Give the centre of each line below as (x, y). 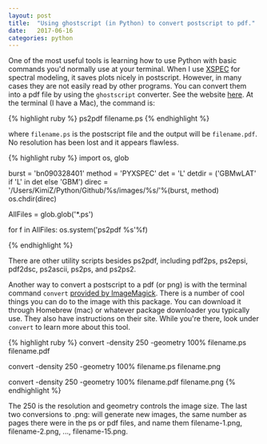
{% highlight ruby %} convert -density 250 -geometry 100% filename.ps (127, 343)
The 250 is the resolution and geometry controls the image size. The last (128, 406)
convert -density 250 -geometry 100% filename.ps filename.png (115, 367)
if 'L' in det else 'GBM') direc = (58, 182)
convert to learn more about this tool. (69, 327)
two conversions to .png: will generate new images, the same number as (128, 414)
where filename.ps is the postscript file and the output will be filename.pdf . (133, 134)
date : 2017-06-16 (41, 30)
